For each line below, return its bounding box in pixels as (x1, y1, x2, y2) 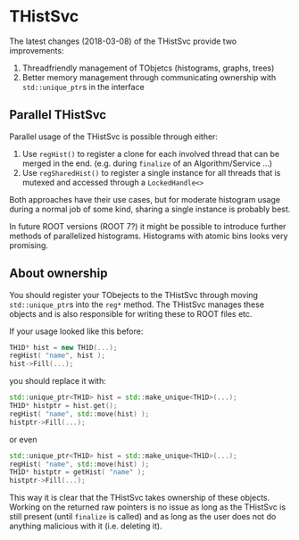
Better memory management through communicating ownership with (21, 71, 277, 82)
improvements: (9, 45, 64, 55)
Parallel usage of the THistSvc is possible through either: (9, 131, 219, 142)
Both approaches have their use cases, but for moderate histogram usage (9, 194, 281, 204)
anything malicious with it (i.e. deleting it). (9, 520, 162, 532)
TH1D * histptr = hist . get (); (9, 402, 118, 411)
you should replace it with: (9, 376, 107, 386)
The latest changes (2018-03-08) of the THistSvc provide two (9, 36, 237, 46)
